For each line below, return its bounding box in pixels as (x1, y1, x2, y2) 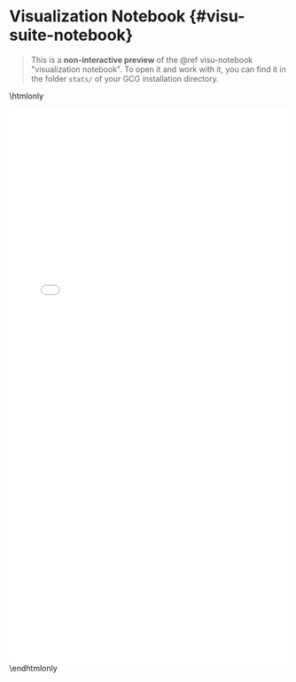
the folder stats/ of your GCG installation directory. (30, 73, 219, 83)
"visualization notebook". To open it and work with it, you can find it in (30, 64, 286, 75)
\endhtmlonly (9, 662, 58, 673)
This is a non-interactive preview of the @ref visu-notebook (30, 54, 253, 65)
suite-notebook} (9, 25, 134, 45)
